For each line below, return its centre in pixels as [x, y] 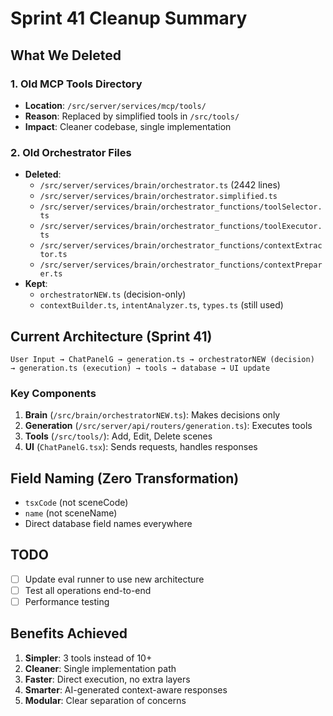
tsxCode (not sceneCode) [76, 503]
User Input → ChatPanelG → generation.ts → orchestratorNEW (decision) [162, 359]
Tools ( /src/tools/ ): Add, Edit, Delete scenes [118, 436]
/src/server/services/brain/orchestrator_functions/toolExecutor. [181, 227]
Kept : [36, 284]
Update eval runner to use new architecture [114, 579]
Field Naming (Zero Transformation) [125, 478]
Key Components [53, 393]
